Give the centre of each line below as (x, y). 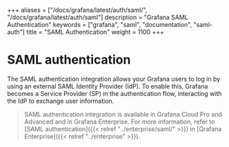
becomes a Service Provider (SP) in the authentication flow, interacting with (114, 93)
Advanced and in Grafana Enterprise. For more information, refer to (119, 121)
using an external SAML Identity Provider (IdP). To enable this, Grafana (108, 86)
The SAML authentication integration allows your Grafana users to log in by (114, 79)
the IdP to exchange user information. (61, 101)
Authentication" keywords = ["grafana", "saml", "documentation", (100, 24)
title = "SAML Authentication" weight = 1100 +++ (95, 32)
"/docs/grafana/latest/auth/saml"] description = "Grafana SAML (98, 17)
